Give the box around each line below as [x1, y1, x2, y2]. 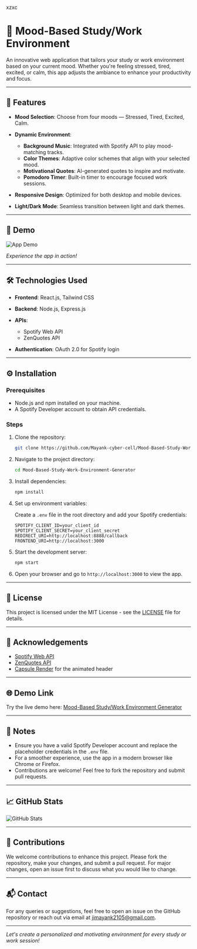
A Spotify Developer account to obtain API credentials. [14, 406, 147, 413]
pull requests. [14, 773, 48, 780]
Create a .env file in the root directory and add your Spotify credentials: [14, 511, 188, 518]
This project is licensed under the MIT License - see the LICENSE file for [6, 608, 181, 615]
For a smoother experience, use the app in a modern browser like [14, 754, 173, 761]
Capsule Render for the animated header [14, 665, 113, 672]
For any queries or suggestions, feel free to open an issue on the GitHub [6, 907, 181, 914]
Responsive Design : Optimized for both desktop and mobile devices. [14, 191, 182, 198]
